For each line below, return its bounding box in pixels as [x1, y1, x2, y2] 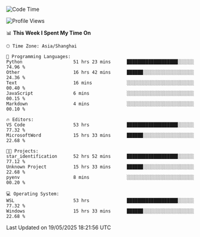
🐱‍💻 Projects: [6, 148, 39, 154]
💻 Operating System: [6, 191, 60, 197]
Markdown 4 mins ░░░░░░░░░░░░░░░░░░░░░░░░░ [6, 101, 195, 107]
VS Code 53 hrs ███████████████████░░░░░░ [6, 122, 195, 128]
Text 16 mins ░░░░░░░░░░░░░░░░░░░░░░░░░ [6, 80, 195, 86]
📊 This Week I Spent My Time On [6, 29, 91, 36]
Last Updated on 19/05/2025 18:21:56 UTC [6, 224, 111, 231]
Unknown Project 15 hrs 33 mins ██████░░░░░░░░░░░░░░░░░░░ [6, 164, 195, 170]
